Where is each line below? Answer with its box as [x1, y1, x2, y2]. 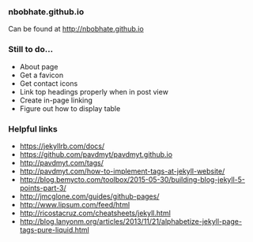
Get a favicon [19, 70, 64, 80]
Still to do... [8, 44, 54, 55]
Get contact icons [19, 78, 78, 88]
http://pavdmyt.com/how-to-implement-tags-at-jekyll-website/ [19, 166, 225, 176]
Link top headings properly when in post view [19, 87, 168, 96]
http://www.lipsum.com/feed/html [19, 199, 130, 209]
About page [19, 61, 59, 71]
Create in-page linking [19, 95, 93, 105]
